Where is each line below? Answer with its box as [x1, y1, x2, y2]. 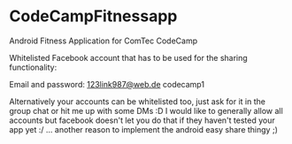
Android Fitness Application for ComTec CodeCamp [9, 35, 197, 46]
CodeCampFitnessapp [9, 6, 178, 27]
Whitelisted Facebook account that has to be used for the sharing [9, 52, 248, 63]
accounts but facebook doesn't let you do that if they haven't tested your [9, 115, 276, 125]
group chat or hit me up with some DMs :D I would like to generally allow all [9, 105, 283, 116]
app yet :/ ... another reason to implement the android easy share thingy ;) [9, 124, 279, 134]
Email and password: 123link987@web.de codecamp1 [9, 79, 205, 89]
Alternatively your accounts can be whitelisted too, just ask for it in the [9, 95, 265, 107]
